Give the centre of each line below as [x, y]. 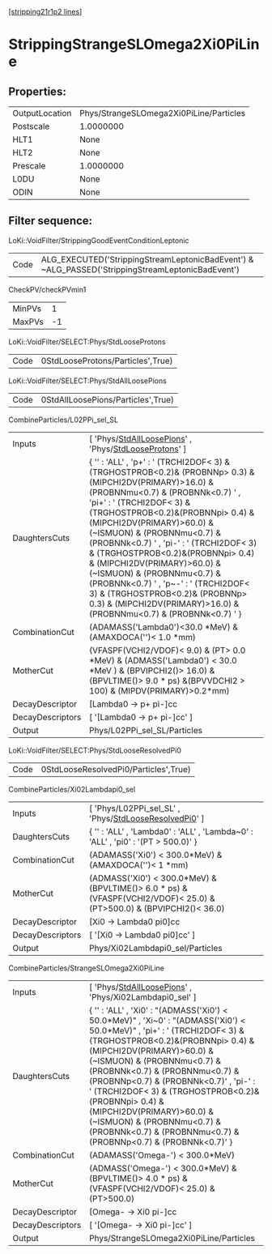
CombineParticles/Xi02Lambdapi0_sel [72, 789]
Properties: [37, 91]
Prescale [29, 166]
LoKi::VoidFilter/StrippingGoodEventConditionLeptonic [99, 240]
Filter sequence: [51, 221]
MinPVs [27, 309]
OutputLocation [42, 113]
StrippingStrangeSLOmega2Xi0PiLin [134, 45]
